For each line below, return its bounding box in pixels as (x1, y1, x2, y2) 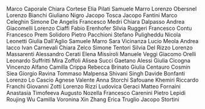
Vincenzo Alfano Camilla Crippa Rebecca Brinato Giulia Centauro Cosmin (6, 63, 191, 71)
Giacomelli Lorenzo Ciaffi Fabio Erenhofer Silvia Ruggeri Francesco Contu (6, 24, 192, 32)
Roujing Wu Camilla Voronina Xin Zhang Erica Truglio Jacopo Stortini (6, 96, 179, 103)
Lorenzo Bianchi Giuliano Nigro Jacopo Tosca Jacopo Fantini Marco (6, 12, 177, 19)
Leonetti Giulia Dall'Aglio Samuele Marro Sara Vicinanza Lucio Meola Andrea (6, 38, 199, 44)
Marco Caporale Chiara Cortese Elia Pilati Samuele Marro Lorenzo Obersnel (6, 5, 197, 12)
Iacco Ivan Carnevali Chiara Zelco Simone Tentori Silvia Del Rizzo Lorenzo (6, 44, 193, 51)
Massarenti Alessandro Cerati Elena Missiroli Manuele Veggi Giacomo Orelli (6, 51, 196, 57)
